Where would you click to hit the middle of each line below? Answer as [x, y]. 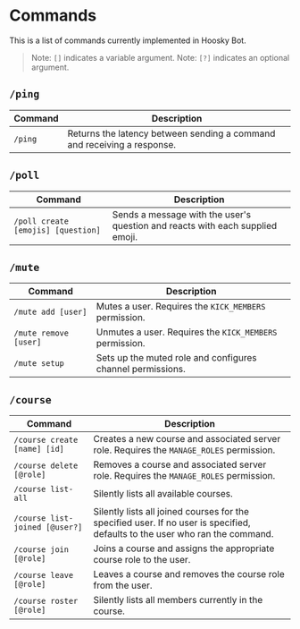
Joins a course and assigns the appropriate [184, 548]
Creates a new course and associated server [187, 439]
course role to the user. [142, 560]
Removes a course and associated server [180, 464]
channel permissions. [141, 370]
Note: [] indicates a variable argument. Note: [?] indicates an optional [160, 57]
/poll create [42, 221]
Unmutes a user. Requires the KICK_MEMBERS [187, 332]
